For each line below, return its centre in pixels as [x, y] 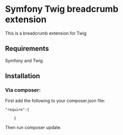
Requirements [27, 49]
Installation [23, 76]
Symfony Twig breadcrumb [62, 9]
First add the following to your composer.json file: [55, 101]
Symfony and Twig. [25, 61]
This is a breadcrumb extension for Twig [46, 33]
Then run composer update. [33, 128]
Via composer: [23, 90]
